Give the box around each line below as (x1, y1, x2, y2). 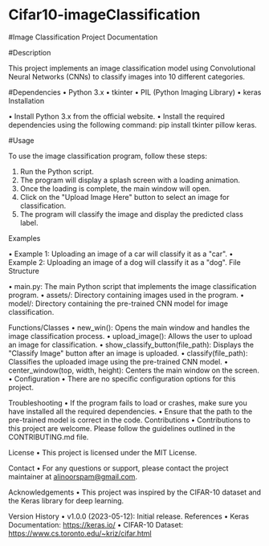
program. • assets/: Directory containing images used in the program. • (8, 290, 245, 299)
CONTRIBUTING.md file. (8, 432, 89, 442)
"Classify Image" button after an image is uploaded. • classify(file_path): (8, 348, 248, 358)
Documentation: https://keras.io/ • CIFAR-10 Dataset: (8, 520, 183, 529)
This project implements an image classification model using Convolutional (8, 63, 255, 73)
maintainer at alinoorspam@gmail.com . (8, 471, 138, 481)
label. (19, 218, 39, 227)
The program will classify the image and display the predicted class (19, 209, 243, 218)
